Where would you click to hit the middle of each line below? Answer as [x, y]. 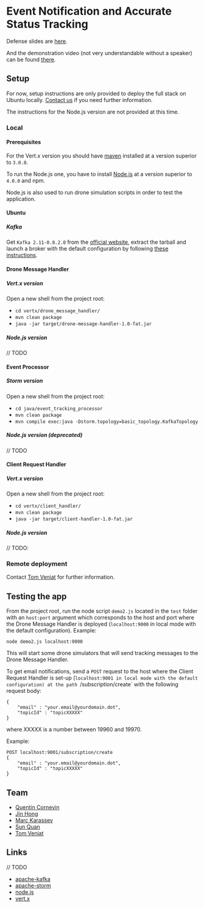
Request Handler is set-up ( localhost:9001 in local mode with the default [102, 678]
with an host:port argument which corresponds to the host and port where [100, 618]
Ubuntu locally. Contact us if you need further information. [79, 100]
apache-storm [33, 885]
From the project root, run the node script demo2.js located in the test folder [102, 611]
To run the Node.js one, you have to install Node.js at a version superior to [99, 174]
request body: [24, 691]
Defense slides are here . [37, 41]
